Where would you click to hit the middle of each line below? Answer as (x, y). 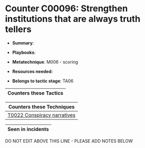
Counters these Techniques (41, 107)
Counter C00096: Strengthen (67, 9)
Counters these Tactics (36, 93)
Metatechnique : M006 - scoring (45, 62)
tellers (18, 29)
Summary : (23, 43)
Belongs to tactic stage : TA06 (43, 81)
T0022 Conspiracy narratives (42, 115)
